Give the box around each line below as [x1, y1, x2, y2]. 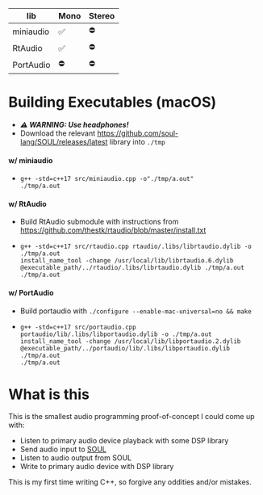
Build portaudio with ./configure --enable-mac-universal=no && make [19, 306, 252, 316]
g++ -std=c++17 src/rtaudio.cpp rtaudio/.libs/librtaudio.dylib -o [19, 242, 252, 251]
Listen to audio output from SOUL [19, 453, 131, 463]
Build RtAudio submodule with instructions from [19, 217, 179, 227]
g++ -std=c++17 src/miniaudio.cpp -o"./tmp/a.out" [19, 175, 194, 183]
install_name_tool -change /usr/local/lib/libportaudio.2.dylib [19, 337, 241, 346]
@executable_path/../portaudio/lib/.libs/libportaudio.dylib [19, 344, 231, 352]
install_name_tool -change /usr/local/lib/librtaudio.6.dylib [19, 257, 234, 265]
